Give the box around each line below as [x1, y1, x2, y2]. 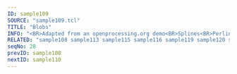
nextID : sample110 [7, 56, 61, 63]
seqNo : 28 [7, 43, 37, 50]
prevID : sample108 [7, 50, 61, 57]
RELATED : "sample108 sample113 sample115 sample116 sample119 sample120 [7, 37, 226, 44]
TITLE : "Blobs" [7, 23, 52, 30]
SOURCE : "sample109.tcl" [7, 17, 80, 24]
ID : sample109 [7, 10, 49, 18]
